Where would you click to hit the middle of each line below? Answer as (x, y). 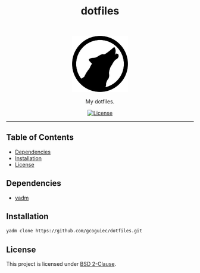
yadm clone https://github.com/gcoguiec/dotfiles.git (74, 231)
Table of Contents (40, 138)
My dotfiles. (100, 101)
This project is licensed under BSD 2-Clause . (61, 264)
